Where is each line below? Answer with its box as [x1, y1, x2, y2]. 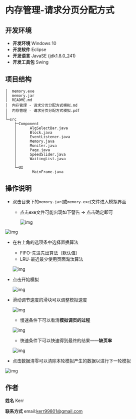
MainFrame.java [31, 169, 64, 174]
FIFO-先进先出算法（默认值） [19, 250, 80, 256]
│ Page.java [14, 147, 50, 153]
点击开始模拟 [12, 276, 39, 282]
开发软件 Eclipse [12, 47, 46, 53]
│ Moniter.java [14, 143, 57, 148]
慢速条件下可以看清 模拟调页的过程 [19, 317, 90, 323]
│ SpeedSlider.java [14, 152, 66, 157]
